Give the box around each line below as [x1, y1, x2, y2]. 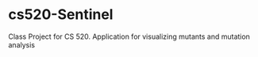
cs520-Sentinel [8, 6, 114, 24]
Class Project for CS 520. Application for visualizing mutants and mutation [8, 32, 250, 41]
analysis [8, 40, 36, 49]
